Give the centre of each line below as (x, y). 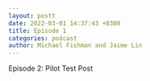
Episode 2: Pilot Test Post (51, 68)
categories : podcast (43, 38)
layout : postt (32, 16)
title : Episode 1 (37, 30)
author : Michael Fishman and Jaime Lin (75, 46)
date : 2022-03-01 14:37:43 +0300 (65, 23)
